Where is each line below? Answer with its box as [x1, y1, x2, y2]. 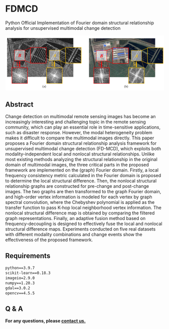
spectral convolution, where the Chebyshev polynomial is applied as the [5, 199, 155, 205]
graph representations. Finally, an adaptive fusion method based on [5, 215, 146, 222]
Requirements [5, 251, 50, 260]
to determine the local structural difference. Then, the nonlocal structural [5, 178, 157, 184]
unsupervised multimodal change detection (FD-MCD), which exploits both [5, 146, 161, 152]
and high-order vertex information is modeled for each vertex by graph [5, 194, 152, 200]
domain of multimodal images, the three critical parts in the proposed [5, 162, 149, 168]
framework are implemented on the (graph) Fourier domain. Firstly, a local [5, 167, 159, 173]
